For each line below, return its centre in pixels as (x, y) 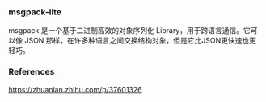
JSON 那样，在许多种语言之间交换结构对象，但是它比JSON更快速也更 (140, 41)
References (32, 72)
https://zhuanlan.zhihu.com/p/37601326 (76, 89)
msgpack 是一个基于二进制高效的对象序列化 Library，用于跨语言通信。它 (129, 31)
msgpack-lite (35, 12)
